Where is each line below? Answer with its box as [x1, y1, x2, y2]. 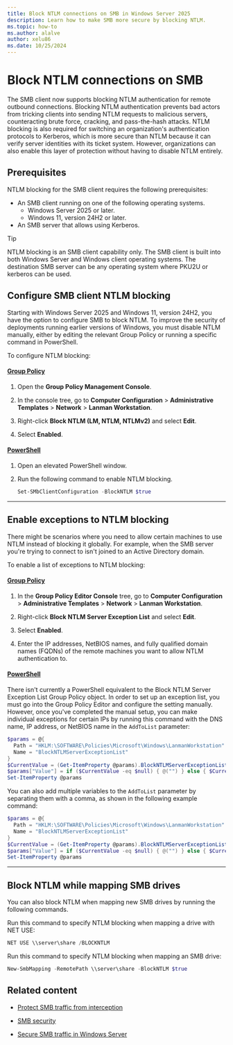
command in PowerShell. [7, 338, 78, 346]
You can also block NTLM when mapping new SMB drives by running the [7, 898, 216, 906]
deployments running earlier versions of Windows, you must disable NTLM [7, 323, 221, 331]
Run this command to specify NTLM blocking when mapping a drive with [7, 919, 215, 927]
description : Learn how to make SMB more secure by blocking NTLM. [7, 17, 207, 24]
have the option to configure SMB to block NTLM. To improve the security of [7, 316, 225, 324]
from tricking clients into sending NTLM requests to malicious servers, [7, 110, 208, 118]
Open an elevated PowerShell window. [17, 461, 127, 469]
